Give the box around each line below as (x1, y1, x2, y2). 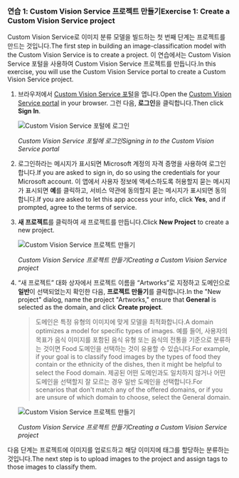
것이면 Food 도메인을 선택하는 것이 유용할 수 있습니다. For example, (43, 345, 230, 353)
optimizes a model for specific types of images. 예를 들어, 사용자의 (35, 327, 228, 335)
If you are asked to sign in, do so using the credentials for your (36, 168, 221, 177)
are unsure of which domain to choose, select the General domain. (35, 393, 231, 402)
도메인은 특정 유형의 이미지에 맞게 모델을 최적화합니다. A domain (35, 317, 213, 326)
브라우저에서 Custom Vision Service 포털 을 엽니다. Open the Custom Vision (17, 90, 232, 98)
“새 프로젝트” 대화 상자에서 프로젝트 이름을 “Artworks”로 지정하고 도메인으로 (17, 278, 230, 287)
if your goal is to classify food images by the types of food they (35, 352, 221, 361)
